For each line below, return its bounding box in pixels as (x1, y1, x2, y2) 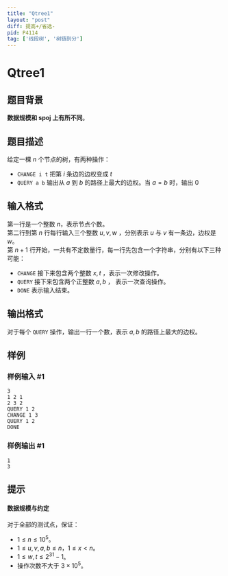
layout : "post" (7, 16, 51, 23)
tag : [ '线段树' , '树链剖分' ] (7, 36, 84, 43)
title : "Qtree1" (7, 10, 53, 17)
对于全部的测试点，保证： (7, 520, 79, 529)
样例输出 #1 (7, 441, 45, 450)
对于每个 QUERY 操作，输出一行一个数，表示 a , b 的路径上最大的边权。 (7, 327, 202, 336)
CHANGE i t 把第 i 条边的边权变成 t (16, 170, 113, 178)
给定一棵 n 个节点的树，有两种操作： (7, 155, 111, 163)
